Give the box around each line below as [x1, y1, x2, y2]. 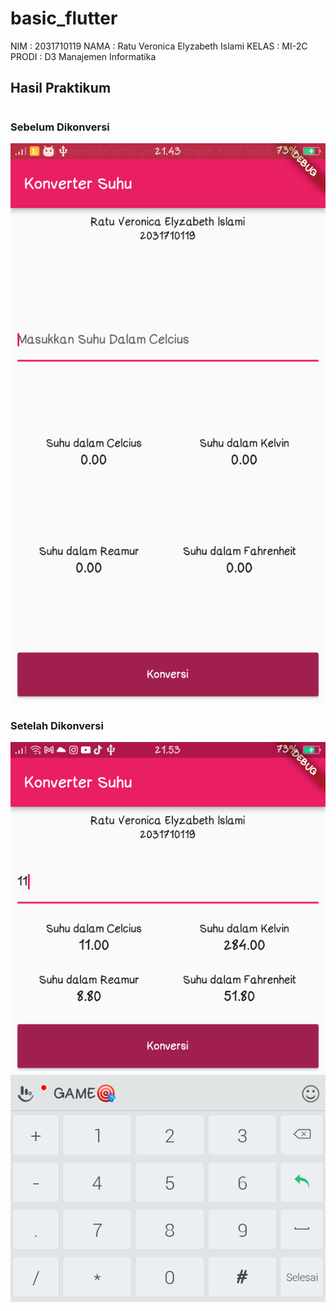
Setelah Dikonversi [10, 718, 104, 732]
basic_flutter [10, 7, 118, 30]
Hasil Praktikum [10, 80, 112, 97]
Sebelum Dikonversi [10, 120, 110, 134]
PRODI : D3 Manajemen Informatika [10, 50, 157, 62]
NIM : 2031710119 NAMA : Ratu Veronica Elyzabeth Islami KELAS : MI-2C [10, 40, 308, 52]
